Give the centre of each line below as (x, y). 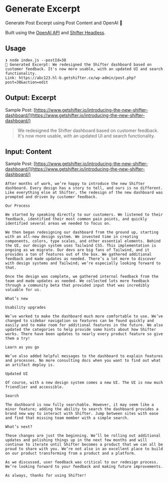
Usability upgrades (26, 308)
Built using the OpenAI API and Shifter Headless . (55, 32)
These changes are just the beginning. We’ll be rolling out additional (83, 436)
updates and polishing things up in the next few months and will (76, 440)
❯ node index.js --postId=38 (36, 60)
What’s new (17, 299)
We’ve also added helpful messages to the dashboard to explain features (84, 356)
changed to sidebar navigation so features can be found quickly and (80, 321)
